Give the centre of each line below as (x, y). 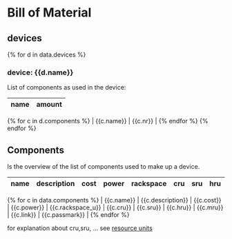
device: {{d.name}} (40, 72)
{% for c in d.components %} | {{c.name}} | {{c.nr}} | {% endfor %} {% (108, 121)
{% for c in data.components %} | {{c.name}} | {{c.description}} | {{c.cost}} (115, 200)
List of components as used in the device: (67, 87)
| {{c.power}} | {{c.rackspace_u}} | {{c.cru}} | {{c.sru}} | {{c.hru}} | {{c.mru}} (115, 207)
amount (49, 105)
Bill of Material (49, 13)
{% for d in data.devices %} (47, 54)
